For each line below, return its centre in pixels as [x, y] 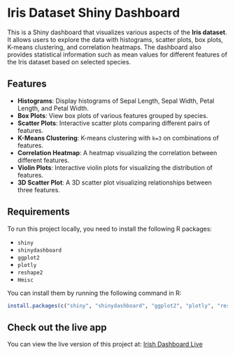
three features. [39, 189]
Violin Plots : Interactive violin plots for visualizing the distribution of [115, 167]
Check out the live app [57, 327]
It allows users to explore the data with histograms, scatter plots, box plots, [115, 39]
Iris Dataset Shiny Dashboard [94, 13]
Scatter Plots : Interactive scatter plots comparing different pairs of [113, 123]
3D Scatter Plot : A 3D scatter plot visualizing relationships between [114, 182]
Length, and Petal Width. [53, 108]
